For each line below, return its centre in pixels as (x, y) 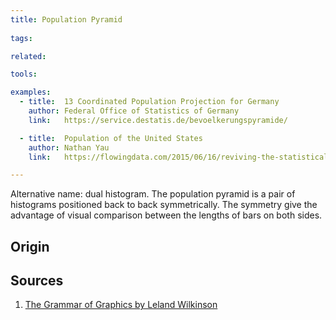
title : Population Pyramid (66, 19)
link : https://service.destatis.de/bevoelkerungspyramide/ (158, 120)
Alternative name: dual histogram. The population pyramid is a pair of (153, 194)
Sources (37, 281)
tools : (24, 74)
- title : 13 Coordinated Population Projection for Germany (149, 102)
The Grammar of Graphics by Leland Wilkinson (121, 305)
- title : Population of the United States (111, 138)
